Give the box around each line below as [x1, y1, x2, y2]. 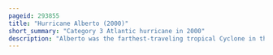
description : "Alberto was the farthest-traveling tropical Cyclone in [8, 34, 256, 43]
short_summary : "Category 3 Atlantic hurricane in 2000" [8, 27, 206, 35]
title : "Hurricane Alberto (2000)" [8, 19, 129, 27]
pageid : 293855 [8, 11, 60, 20]
